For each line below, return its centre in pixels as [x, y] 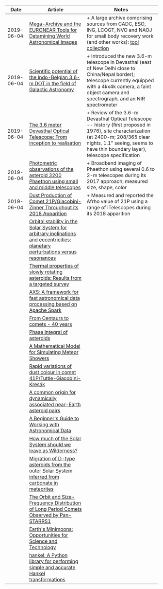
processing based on [53, 304]
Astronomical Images [53, 42]
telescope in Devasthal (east [119, 62]
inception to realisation [55, 143]
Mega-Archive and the [55, 24]
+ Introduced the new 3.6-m [119, 56]
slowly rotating [46, 272]
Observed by [44, 515]
